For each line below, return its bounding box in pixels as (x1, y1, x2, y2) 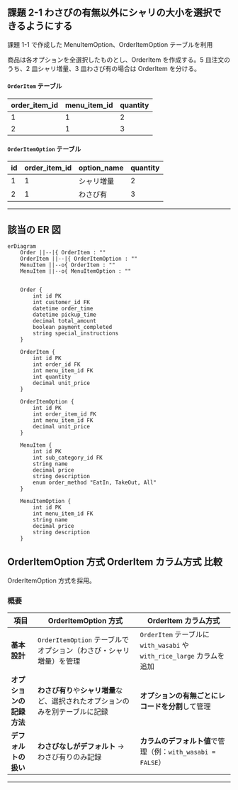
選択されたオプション (51, 696, 123, 706)
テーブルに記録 (59, 707, 108, 717)
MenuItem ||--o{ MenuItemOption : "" (20, 268, 132, 275)
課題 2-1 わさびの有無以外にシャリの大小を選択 (7, 6, 212, 19)
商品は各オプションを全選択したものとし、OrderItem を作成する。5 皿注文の (7, 55, 230, 64)
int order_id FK (33, 361, 81, 368)
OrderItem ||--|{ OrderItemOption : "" (20, 255, 138, 263)
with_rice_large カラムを (140, 651, 225, 661)
